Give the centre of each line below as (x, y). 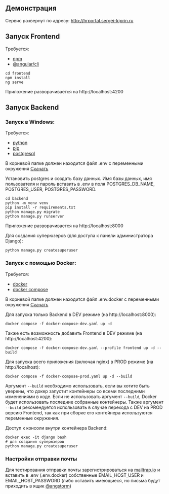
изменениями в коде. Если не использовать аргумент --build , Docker (81, 396)
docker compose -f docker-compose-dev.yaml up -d (59, 324)
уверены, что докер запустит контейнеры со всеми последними (75, 391)
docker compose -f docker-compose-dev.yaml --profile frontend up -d (80, 348)
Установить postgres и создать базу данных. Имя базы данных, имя (79, 179)
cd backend (17, 199)
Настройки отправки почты (41, 458)
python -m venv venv (27, 203)
